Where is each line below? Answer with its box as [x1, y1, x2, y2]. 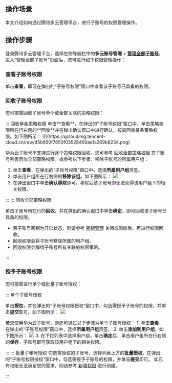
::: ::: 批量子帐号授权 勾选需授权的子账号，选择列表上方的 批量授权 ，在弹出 [5, 349, 161, 356]
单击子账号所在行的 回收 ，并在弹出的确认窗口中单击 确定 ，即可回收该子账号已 [5, 208, 167, 214]
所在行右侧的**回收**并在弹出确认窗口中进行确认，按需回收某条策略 [9, 127, 154, 133]
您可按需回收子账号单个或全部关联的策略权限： [5, 110, 104, 116]
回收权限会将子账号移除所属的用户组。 [12, 238, 94, 244]
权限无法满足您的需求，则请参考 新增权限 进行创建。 [9, 362, 120, 369]
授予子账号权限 [5, 268, 42, 275]
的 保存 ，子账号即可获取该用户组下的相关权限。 [5, 339, 104, 345]
